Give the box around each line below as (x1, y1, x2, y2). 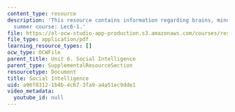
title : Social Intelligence (7, 74, 90, 82)
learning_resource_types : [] (7, 42, 92, 49)
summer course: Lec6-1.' (13, 23, 86, 30)
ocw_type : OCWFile (7, 49, 61, 56)
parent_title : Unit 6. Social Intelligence (7, 56, 136, 63)
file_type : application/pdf (7, 36, 90, 43)
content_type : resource (7, 10, 77, 17)
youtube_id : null (13, 95, 64, 102)
